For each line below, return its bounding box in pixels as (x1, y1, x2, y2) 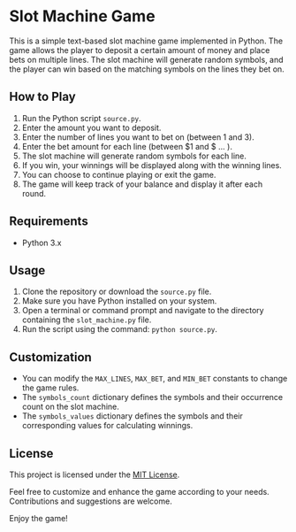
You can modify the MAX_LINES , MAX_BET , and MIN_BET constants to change (21, 374, 288, 384)
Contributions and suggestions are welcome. (9, 496, 172, 506)
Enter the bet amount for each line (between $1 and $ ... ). (21, 141, 232, 151)
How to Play (9, 89, 77, 104)
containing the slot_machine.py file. (21, 314, 152, 325)
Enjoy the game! (9, 513, 68, 523)
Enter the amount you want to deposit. (21, 122, 162, 133)
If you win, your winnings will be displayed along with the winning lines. (21, 159, 283, 170)
